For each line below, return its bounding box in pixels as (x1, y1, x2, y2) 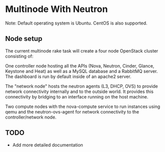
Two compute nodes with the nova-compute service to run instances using (5, 103, 160, 109)
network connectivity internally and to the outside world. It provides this (5, 88, 154, 94)
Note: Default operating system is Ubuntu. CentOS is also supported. (5, 20, 148, 26)
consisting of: (5, 53, 34, 59)
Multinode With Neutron (5, 3, 108, 15)
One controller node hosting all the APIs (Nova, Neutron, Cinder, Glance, (5, 62, 154, 68)
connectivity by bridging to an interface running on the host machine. (5, 93, 149, 99)
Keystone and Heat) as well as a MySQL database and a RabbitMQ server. (5, 68, 158, 74)
